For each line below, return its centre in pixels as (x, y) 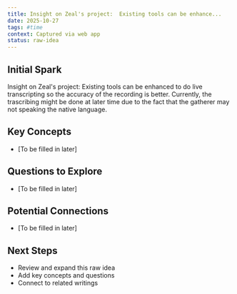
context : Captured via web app (54, 34)
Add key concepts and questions (66, 275)
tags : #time (25, 27)
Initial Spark (35, 70)
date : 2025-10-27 (33, 21)
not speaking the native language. (57, 109)
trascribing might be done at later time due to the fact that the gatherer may (118, 101)
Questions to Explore (55, 172)
